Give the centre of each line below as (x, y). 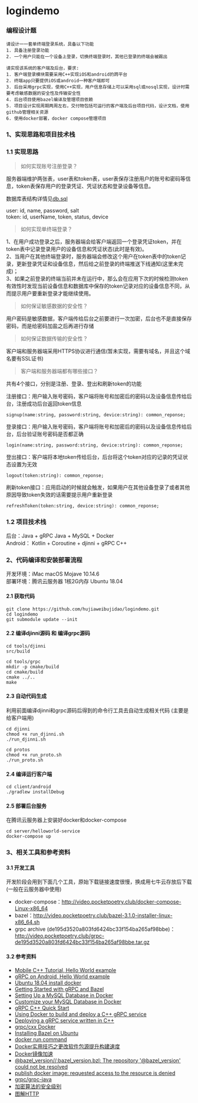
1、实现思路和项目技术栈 (41, 134)
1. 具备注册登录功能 (28, 51)
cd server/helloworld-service (43, 831)
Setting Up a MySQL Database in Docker (64, 995)
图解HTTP (27, 1094)
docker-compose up (29, 837)
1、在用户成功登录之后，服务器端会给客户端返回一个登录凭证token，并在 (94, 242)
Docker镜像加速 (34, 1054)
